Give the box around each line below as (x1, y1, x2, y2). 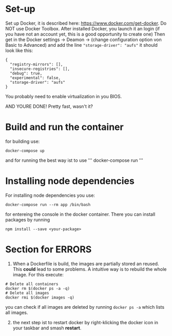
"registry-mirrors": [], (10, 62, 63, 67)
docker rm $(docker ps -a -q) (5, 286, 70, 291)
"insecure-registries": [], (10, 66, 70, 71)
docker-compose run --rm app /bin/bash (5, 202, 91, 207)
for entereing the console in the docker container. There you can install (5, 211, 156, 217)
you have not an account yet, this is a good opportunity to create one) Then (5, 31, 165, 37)
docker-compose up (5, 148, 45, 153)
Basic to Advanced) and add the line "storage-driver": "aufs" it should (5, 42, 158, 48)
